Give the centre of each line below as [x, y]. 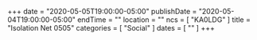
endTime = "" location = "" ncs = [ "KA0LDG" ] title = [164, 20]
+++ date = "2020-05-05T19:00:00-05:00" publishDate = [102, 11]
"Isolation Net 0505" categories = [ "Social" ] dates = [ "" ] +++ [111, 28]
